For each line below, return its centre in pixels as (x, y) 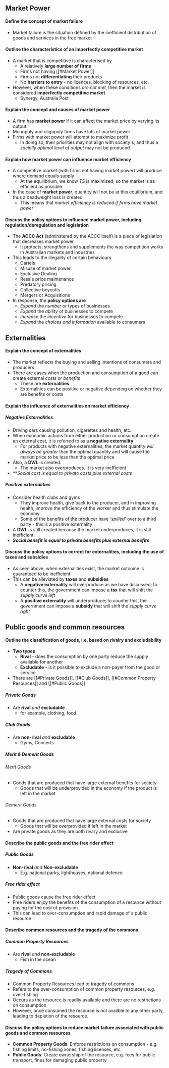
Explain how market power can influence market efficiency (68, 159)
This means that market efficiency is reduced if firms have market (89, 203)
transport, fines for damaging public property (60, 1060)
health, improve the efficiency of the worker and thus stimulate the (89, 508)
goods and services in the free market (52, 38)
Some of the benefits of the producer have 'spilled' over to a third (88, 519)
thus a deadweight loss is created (48, 197)
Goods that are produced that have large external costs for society (82, 821)
